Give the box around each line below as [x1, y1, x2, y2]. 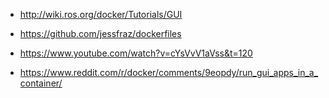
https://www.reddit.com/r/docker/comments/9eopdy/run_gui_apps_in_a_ [19, 67, 319, 78]
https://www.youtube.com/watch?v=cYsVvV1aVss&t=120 [19, 47, 253, 59]
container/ [19, 77, 63, 89]
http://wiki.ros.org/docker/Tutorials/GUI [19, 9, 183, 20]
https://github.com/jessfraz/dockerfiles [19, 28, 182, 39]
